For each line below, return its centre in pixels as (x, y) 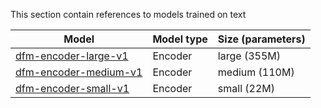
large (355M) (249, 56)
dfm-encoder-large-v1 (72, 56)
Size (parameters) (261, 39)
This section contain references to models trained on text (128, 14)
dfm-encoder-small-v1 (72, 88)
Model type (180, 39)
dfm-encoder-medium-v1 (79, 72)
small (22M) (246, 88)
